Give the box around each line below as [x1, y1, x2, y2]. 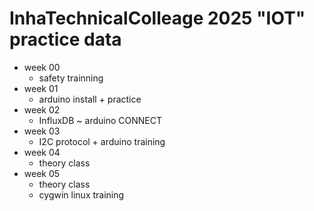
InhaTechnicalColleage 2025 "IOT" [9, 7, 306, 30]
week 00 [23, 61, 61, 73]
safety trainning [38, 72, 104, 84]
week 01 [23, 82, 59, 94]
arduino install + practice [38, 93, 142, 105]
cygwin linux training [38, 188, 125, 201]
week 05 [23, 167, 61, 179]
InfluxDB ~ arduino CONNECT [38, 114, 162, 126]
